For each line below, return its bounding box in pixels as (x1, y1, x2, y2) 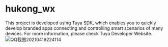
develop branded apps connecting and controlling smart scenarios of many (5, 25, 163, 31)
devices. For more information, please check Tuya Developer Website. (5, 30, 153, 36)
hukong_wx (5, 3, 55, 15)
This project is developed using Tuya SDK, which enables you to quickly (5, 20, 156, 26)
